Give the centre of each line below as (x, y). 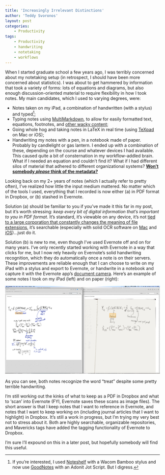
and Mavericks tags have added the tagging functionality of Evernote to (78, 428)
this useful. (16, 447)
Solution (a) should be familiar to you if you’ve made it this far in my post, (79, 206)
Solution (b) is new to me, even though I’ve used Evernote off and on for (78, 242)
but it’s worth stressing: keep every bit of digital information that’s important (82, 212)
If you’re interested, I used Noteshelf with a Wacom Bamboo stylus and (84, 462)
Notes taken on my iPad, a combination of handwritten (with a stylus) (82, 108)
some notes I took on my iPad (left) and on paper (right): (62, 279)
